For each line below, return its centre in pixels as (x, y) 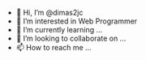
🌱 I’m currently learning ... (59, 30)
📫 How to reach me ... (54, 47)
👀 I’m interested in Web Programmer (77, 21)
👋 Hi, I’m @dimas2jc (49, 13)
